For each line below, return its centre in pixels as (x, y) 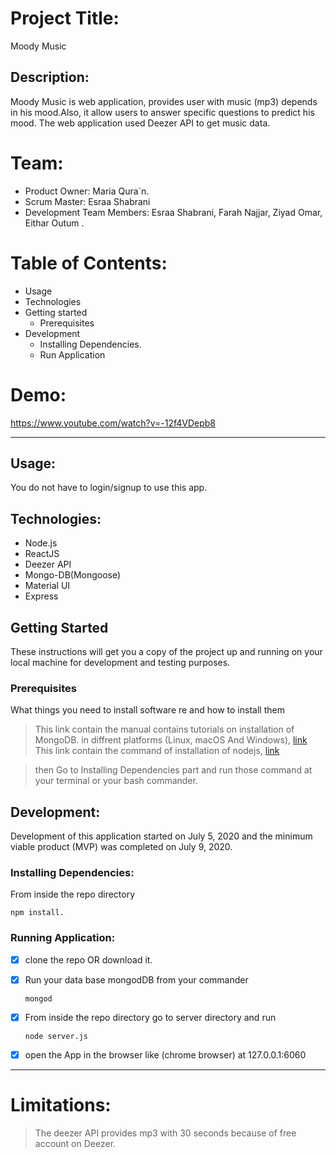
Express (41, 596)
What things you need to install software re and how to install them (147, 710)
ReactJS (42, 554)
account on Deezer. (75, 1143)
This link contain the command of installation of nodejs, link (157, 751)
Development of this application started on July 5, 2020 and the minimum (161, 836)
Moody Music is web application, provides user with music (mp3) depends (164, 101)
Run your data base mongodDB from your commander (136, 979)
